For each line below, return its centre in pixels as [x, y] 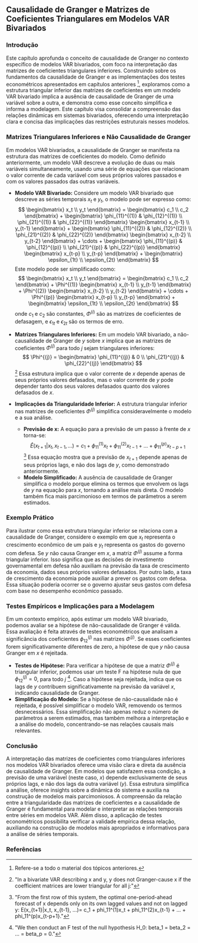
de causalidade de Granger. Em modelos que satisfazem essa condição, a [96, 772]
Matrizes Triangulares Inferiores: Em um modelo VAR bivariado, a [95, 334]
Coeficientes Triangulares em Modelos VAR [88, 19]
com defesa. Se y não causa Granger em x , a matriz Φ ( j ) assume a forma [94, 553]
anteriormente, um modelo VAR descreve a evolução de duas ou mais [91, 163]
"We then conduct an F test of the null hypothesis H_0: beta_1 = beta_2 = [103, 927]
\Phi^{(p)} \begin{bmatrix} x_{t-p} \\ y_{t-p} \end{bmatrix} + [103, 297]
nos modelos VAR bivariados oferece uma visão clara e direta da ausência [96, 765]
